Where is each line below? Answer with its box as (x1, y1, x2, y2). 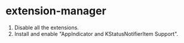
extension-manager (5, 4, 107, 18)
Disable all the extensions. (14, 24, 79, 31)
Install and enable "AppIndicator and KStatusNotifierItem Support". (14, 30, 179, 37)
